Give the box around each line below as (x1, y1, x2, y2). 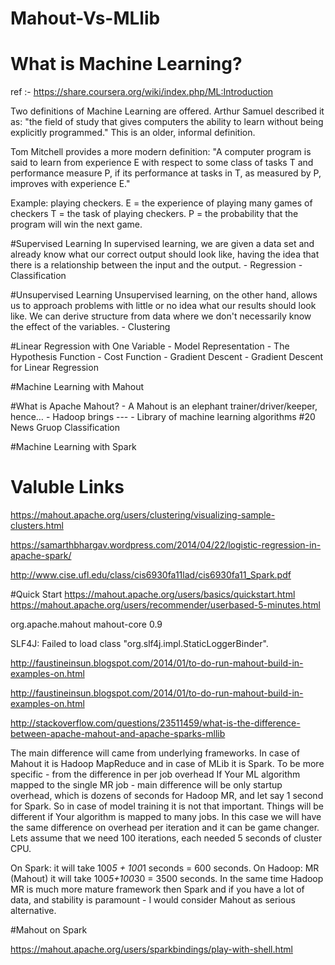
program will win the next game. (10, 218, 143, 231)
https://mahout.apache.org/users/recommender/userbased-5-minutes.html (10, 599, 321, 611)
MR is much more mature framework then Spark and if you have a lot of (10, 883, 305, 896)
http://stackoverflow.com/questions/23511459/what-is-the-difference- (10, 717, 301, 729)
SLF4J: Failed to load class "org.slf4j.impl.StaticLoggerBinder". (10, 638, 269, 650)
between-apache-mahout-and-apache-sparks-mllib (10, 728, 226, 740)
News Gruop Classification (10, 422, 120, 434)
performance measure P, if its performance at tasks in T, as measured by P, (10, 167, 322, 179)
